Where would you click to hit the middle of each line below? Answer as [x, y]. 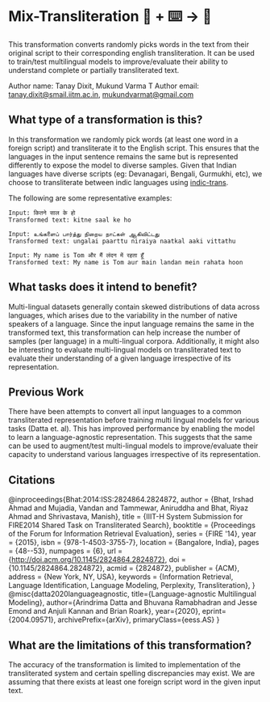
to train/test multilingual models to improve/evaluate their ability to [118, 61]
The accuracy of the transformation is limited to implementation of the [125, 664]
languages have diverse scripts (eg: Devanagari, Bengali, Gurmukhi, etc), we [135, 173]
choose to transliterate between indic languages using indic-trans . [118, 182]
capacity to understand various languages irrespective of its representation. [134, 455]
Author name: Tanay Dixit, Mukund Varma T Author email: [104, 86]
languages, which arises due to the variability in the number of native [123, 315]
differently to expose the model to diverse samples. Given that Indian [123, 165]
